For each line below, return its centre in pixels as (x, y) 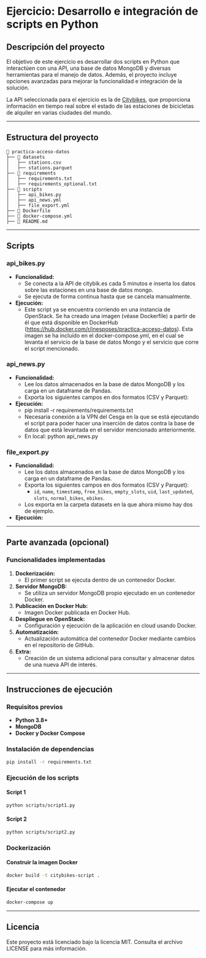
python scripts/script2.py (41, 832)
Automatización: (37, 632)
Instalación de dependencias (50, 749)
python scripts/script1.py (41, 805)
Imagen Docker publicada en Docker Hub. (77, 612)
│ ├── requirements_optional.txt (52, 184)
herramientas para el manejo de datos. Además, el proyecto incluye (92, 74)
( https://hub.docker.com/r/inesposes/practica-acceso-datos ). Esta (109, 329)
